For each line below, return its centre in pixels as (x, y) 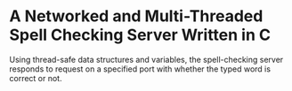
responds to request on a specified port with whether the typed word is (140, 69)
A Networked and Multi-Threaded (136, 16)
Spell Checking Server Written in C (140, 35)
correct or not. (36, 78)
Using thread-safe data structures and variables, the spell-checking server (146, 59)
